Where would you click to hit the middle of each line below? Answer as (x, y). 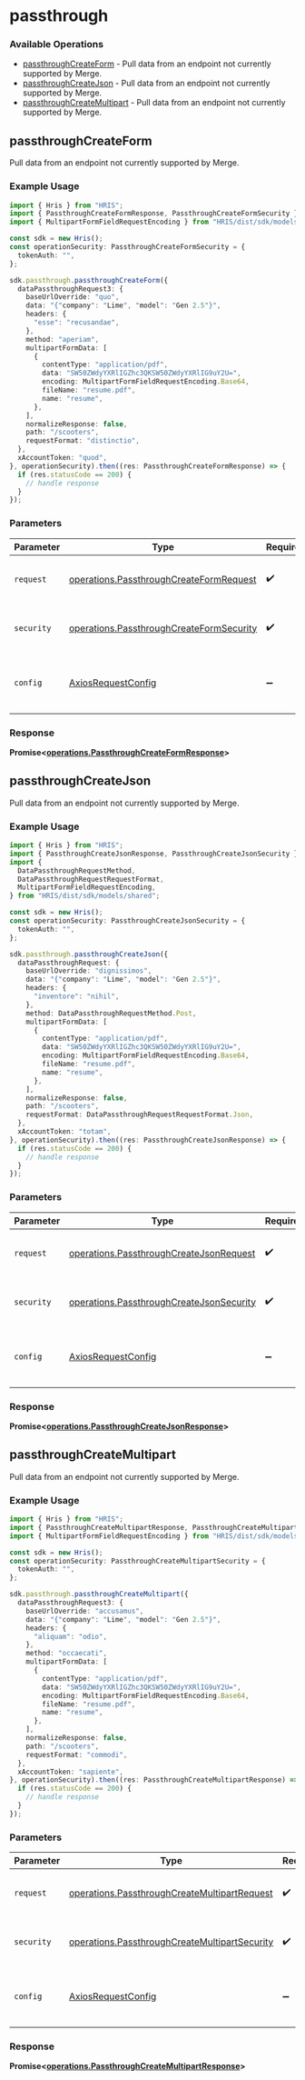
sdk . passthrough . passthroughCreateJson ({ (89, 954)
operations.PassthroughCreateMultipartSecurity (171, 1942)
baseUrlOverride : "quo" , (73, 297)
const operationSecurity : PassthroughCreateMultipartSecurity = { (138, 1561)
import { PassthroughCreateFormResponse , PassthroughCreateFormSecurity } (154, 214)
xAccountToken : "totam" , (64, 1132)
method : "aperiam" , (63, 339)
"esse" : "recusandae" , (76, 323)
